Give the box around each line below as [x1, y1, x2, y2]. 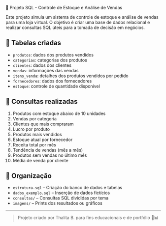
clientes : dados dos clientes [12, 62, 72, 68]
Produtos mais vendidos [12, 131, 62, 137]
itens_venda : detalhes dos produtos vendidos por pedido [12, 73, 129, 79]
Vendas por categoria [12, 115, 57, 121]
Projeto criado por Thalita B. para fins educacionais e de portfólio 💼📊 [17, 215, 159, 221]
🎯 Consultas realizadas [5, 97, 78, 106]
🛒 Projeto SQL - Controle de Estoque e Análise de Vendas [5, 5, 123, 10]
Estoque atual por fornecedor [12, 137, 73, 142]
